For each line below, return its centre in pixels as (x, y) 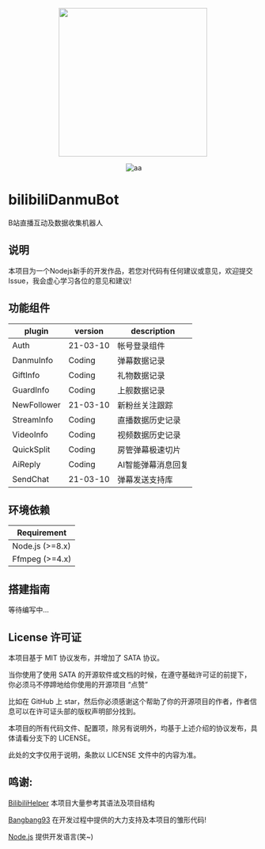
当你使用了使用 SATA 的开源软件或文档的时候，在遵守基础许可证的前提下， (130, 675)
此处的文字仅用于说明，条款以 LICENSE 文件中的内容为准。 (104, 755)
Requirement (42, 533)
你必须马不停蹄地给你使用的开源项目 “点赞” (78, 685)
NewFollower (36, 404)
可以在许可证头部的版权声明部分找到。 (77, 711)
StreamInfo (33, 419)
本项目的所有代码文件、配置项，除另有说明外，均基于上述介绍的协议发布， (129, 728)
